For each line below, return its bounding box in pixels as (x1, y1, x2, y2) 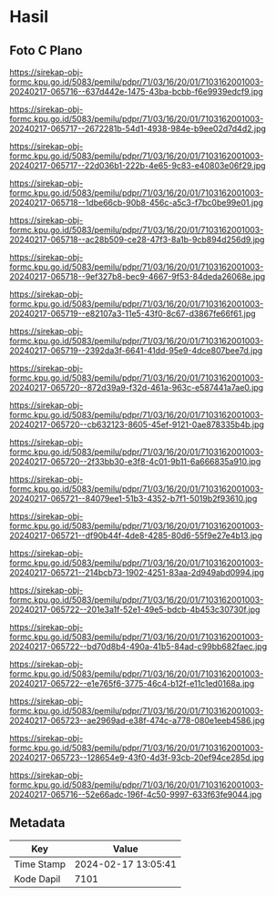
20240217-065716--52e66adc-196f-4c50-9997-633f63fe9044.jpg (9, 790, 262, 800)
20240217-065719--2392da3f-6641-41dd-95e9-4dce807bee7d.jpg (9, 345, 263, 356)
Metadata (9, 815, 66, 831)
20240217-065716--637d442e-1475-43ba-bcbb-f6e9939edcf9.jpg (9, 87, 264, 97)
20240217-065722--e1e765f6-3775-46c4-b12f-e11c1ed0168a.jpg (9, 678, 255, 688)
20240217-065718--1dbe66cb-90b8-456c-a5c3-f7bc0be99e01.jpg (9, 198, 264, 208)
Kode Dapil (14, 872, 61, 885)
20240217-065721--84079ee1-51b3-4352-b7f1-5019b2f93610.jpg (9, 494, 258, 504)
